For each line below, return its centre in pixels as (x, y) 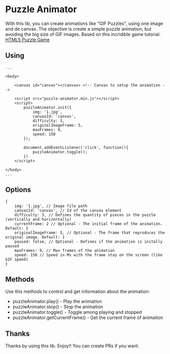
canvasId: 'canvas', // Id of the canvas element (68, 210)
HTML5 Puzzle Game (27, 40)
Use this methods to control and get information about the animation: (78, 291)
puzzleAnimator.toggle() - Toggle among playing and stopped (77, 312)
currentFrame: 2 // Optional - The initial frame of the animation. (89, 224)
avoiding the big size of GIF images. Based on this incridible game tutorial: (83, 34)
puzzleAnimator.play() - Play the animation (57, 302)
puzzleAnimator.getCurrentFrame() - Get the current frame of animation (88, 318)
